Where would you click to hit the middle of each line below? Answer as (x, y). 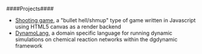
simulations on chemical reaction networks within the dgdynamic (96, 39)
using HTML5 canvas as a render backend (68, 27)
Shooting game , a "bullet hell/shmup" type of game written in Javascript (105, 20)
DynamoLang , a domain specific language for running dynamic (94, 33)
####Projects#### (30, 9)
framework (29, 46)
